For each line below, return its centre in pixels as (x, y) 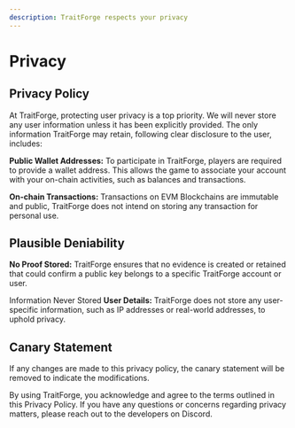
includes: (26, 144)
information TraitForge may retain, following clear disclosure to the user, (140, 134)
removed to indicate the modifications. (79, 378)
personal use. (34, 215)
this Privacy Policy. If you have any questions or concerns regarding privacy (147, 405)
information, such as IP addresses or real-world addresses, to (153, 310)
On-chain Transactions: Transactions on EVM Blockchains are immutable (144, 197)
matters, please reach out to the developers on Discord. (111, 414)
